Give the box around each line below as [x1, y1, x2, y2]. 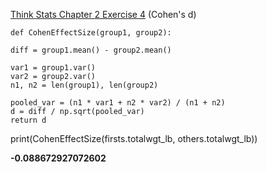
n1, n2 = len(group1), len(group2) [10, 80, 159, 90]
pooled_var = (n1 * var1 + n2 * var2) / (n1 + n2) [10, 98, 226, 108]
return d [10, 115, 47, 125]
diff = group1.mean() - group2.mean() [10, 45, 172, 55]
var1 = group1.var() [10, 63, 97, 73]
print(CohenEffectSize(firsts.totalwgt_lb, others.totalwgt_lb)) [10, 133, 258, 144]
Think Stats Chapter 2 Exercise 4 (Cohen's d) [10, 9, 197, 20]
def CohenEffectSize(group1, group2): [10, 28, 172, 38]
